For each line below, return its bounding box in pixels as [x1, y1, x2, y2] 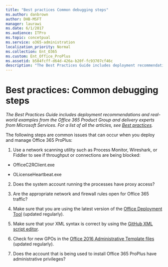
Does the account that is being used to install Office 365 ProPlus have [12, 251, 157, 257]
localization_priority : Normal [5, 44, 71, 49]
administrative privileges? [12, 256, 66, 262]
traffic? [12, 196, 28, 202]
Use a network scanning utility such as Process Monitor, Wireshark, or [12, 147, 158, 153]
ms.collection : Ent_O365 [5, 49, 57, 54]
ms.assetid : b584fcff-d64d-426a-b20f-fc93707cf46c [5, 58, 113, 63]
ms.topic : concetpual [5, 35, 51, 40]
